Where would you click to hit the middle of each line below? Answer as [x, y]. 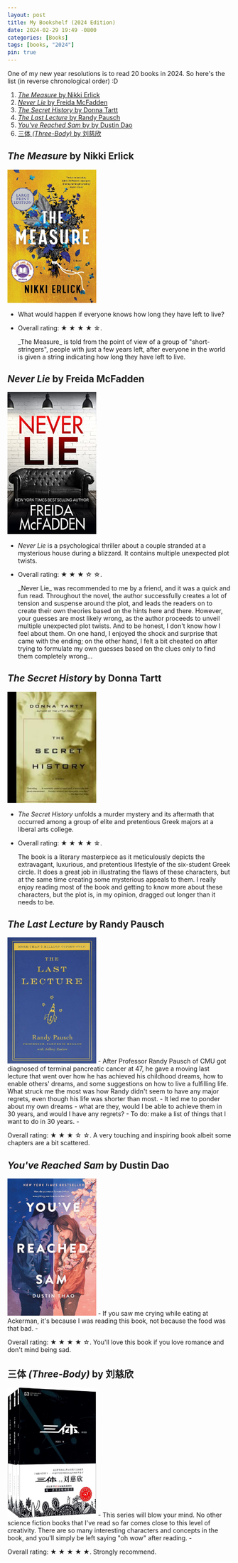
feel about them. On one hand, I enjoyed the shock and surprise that [118, 633]
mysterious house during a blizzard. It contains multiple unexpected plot [123, 553]
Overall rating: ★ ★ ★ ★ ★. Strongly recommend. [82, 1552]
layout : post [27, 15]
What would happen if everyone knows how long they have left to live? [121, 314]
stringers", [33, 349]
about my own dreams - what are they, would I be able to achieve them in [115, 1107]
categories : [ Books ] [38, 38]
